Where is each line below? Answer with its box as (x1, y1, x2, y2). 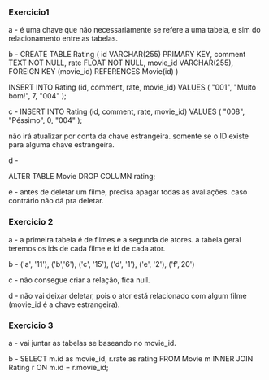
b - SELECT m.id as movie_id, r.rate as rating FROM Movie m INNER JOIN (8, 353, 254, 364)
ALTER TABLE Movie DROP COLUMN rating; (8, 172, 156, 181)
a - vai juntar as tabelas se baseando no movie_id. (8, 338, 176, 347)
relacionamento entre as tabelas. (8, 33, 119, 43)
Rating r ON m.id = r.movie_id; (8, 362, 109, 372)
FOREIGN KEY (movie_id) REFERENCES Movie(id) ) (8, 67, 179, 76)
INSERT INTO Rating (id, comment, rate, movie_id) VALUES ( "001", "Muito (8, 82, 257, 92)
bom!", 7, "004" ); (8, 91, 67, 101)
